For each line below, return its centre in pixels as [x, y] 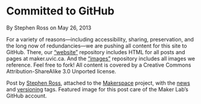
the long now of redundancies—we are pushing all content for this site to [97, 46]
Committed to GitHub [60, 11]
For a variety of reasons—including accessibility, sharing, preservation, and [100, 39]
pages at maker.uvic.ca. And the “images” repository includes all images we [101, 58]
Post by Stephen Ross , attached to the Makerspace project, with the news [98, 83]
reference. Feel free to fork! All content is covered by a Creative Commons [99, 65]
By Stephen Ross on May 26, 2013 [49, 28]
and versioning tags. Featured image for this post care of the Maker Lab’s [97, 89]
